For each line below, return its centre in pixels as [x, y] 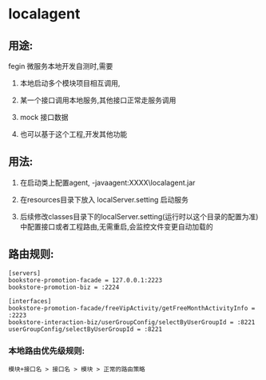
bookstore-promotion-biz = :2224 [64, 287]
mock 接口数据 [44, 117]
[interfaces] [30, 301]
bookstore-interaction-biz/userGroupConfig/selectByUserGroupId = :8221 [132, 322]
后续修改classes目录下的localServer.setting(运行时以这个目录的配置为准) [139, 216]
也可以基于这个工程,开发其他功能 [73, 134]
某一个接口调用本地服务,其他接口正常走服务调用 [98, 100]
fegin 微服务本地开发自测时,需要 [61, 66]
